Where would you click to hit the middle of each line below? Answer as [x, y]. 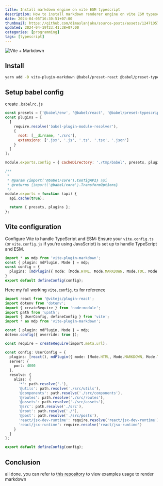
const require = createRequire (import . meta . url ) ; [56, 343]
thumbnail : [16, 23]
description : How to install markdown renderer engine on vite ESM [75, 14]
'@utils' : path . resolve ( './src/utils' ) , [59, 388]
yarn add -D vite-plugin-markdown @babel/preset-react [62, 77]
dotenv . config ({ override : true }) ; [42, 335]
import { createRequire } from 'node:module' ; [53, 308]
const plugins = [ [24, 117]
